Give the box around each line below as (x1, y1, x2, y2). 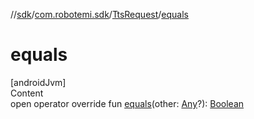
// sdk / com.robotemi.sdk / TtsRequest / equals (10, 9, 189, 20)
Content (10, 87, 44, 99)
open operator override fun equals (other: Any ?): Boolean (10, 97, 245, 109)
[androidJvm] (10, 76, 67, 88)
